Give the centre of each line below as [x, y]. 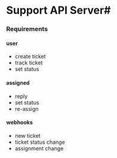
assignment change [39, 148]
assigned [18, 83]
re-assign [27, 109]
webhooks [19, 122]
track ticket [29, 63]
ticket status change [40, 142]
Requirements [27, 29]
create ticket [30, 57]
